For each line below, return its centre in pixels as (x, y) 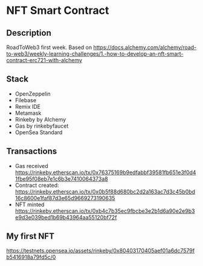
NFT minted (30, 204)
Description (29, 33)
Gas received (31, 166)
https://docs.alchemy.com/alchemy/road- (145, 47)
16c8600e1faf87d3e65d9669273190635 (65, 198)
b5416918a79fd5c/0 (31, 257)
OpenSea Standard (39, 132)
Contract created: (37, 185)
